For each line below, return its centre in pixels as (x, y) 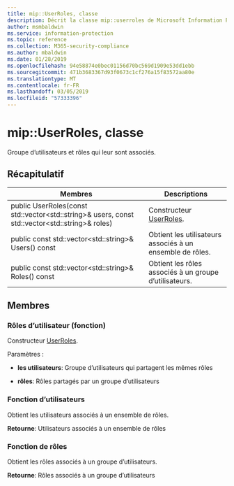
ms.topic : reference (37, 40)
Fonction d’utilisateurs (46, 399)
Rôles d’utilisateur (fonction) (56, 326)
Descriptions (186, 194)
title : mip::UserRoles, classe (53, 14)
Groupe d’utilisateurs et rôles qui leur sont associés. (82, 152)
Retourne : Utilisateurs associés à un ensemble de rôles (86, 428)
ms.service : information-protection (60, 33)
